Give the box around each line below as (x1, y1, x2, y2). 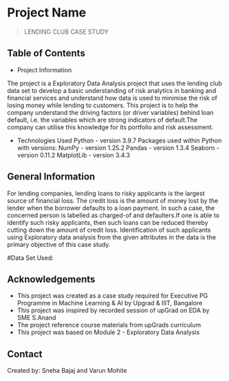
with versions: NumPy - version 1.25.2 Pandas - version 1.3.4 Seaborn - (17, 143, 220, 152)
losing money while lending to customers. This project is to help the (7, 101, 199, 109)
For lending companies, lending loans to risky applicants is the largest (7, 189, 205, 197)
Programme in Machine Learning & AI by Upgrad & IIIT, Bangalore (17, 299, 203, 307)
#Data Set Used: (7, 253, 54, 262)
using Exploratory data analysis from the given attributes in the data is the (7, 232, 217, 241)
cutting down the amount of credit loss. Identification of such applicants (7, 226, 211, 234)
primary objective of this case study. (7, 240, 111, 248)
